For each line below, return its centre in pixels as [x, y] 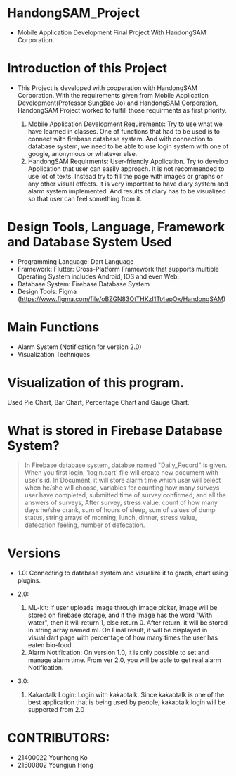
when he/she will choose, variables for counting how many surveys [122, 488]
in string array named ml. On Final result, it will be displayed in [118, 630]
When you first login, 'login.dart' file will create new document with [122, 472]
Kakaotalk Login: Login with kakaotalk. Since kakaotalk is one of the [126, 694]
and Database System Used [90, 242]
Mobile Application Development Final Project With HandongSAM [112, 32]
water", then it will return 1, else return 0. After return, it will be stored [128, 622]
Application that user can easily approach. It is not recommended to [126, 168]
